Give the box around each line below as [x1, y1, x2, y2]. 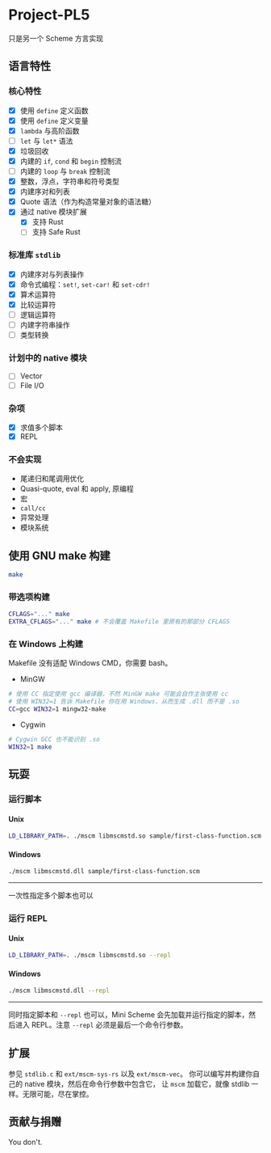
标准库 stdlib [8, 249, 61, 260]
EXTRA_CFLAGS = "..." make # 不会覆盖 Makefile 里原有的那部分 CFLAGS [8, 618, 230, 626]
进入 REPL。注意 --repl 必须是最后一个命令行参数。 [15, 1020, 188, 1030]
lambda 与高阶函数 [19, 125, 80, 135]
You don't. [8, 1137, 43, 1147]
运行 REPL [8, 913, 48, 924]
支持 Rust [31, 217, 64, 227]
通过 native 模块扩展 [19, 207, 87, 217]
